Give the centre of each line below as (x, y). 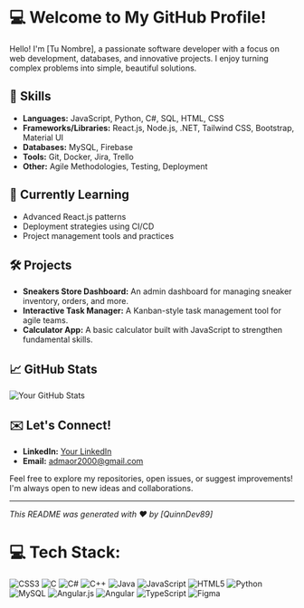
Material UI (43, 138)
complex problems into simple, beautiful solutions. (103, 68)
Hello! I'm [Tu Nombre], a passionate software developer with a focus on (145, 48)
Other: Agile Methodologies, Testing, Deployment (115, 166)
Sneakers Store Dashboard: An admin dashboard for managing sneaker (157, 291)
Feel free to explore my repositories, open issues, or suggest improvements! (152, 479)
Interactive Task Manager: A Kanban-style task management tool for (152, 311)
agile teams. (45, 320)
